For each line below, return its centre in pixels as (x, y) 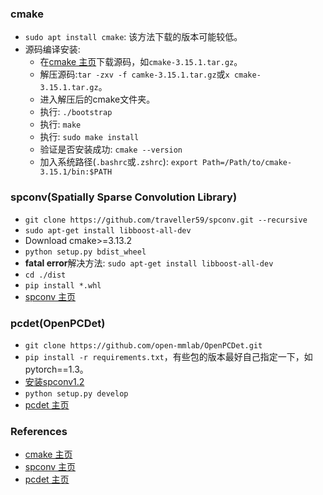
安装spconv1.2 (54, 381)
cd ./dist (45, 275)
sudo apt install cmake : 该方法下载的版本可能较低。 (133, 37)
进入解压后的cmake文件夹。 (97, 99)
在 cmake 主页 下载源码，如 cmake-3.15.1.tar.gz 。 (141, 62)
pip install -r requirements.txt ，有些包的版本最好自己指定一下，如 (168, 356)
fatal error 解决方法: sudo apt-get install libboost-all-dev (149, 263)
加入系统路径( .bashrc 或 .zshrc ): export (118, 162)
